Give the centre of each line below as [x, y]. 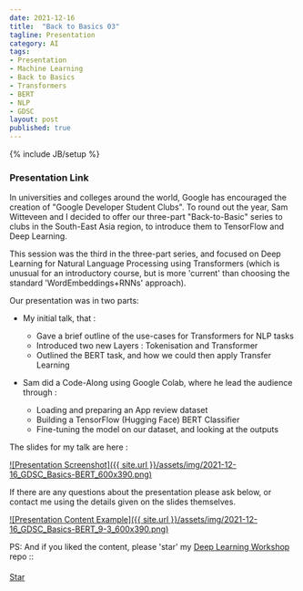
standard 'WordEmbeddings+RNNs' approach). [98, 283]
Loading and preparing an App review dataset [122, 410]
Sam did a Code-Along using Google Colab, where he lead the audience [157, 383]
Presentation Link [49, 177]
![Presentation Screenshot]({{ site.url [79, 465]
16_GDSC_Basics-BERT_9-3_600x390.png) [89, 529]
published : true [40, 129]
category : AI [34, 43]
